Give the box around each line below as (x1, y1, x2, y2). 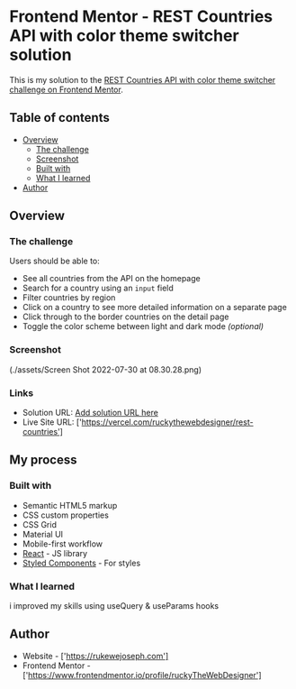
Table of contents (9, 110, 110, 125)
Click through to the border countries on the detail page (22, 311, 229, 322)
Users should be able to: (9, 255, 101, 267)
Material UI (22, 528, 64, 539)
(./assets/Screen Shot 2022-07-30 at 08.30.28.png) (9, 363, 202, 375)
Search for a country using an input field (22, 282, 174, 294)
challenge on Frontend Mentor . (9, 84, 123, 95)
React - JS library (22, 547, 88, 558)
